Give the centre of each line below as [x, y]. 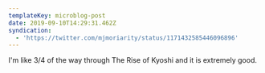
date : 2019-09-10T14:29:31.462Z [62, 23]
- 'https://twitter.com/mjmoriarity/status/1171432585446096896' [127, 38]
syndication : [30, 30]
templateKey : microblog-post [57, 15]
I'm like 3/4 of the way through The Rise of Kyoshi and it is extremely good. [132, 60]
